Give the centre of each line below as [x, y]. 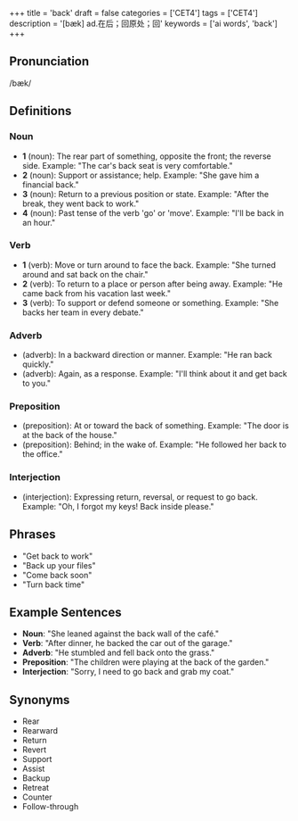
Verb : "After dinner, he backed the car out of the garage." [127, 643]
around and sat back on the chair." [85, 274]
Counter [37, 797]
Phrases [32, 535]
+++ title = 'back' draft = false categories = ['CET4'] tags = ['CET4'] [133, 13]
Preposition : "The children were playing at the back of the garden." [145, 662]
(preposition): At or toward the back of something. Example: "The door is [155, 426]
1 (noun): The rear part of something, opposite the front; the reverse [146, 156]
